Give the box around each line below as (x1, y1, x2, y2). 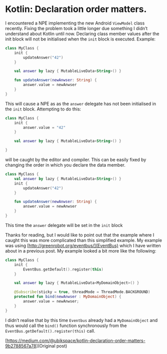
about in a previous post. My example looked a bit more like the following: (5, 247, 157, 253)
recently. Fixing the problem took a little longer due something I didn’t (5, 25, 148, 31)
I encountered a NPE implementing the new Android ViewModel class (5, 20, 145, 26)
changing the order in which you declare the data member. (5, 162, 126, 168)
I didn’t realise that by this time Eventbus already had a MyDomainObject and (5, 317, 158, 323)
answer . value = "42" (23, 125, 66, 130)
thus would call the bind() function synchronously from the (5, 322, 127, 328)
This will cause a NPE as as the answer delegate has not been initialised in (5, 100, 156, 106)
